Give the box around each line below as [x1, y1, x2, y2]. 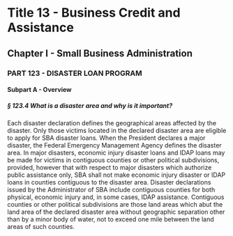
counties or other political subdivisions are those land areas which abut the [7, 200, 223, 209]
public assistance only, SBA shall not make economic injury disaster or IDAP [7, 171, 225, 179]
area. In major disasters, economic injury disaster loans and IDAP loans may [7, 148, 225, 157]
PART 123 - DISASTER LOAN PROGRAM [7, 68, 142, 78]
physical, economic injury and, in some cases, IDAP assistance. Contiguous [7, 193, 225, 201]
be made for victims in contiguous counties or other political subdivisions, [7, 156, 220, 164]
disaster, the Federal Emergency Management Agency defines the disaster [7, 141, 222, 150]
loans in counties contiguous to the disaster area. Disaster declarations [7, 178, 211, 187]
